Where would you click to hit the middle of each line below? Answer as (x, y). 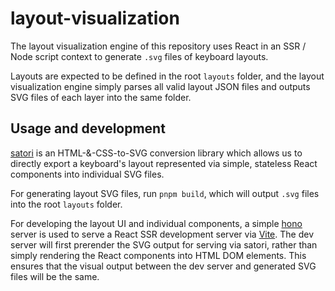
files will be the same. (55, 276)
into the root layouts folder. (66, 204)
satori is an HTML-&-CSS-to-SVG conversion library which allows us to (156, 153)
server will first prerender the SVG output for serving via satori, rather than (164, 244)
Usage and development (88, 128)
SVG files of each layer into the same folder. (101, 97)
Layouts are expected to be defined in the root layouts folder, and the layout (167, 76)
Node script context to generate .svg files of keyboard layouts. (139, 56)
